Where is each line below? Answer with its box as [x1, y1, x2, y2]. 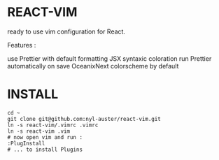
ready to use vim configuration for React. [7, 27, 126, 36]
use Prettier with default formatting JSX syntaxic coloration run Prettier [7, 54, 212, 63]
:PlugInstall [7, 140, 45, 147]
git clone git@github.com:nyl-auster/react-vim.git [7, 115, 161, 122]
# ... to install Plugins [7, 146, 83, 153]
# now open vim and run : [7, 133, 83, 140]
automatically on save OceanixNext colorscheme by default [7, 61, 179, 70]
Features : [7, 41, 36, 49]
